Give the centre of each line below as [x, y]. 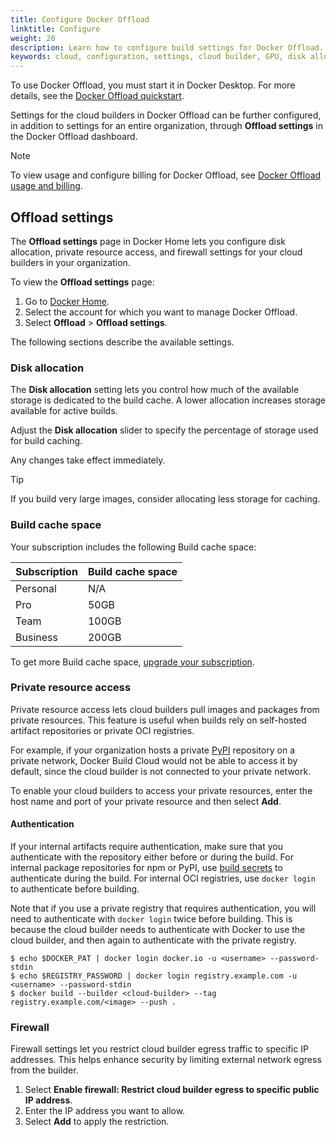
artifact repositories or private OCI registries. [102, 730]
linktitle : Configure [55, 29]
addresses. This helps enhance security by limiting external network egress [166, 1060]
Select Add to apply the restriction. [97, 1122]
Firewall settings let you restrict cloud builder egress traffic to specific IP [159, 1049]
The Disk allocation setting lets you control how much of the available [155, 390]
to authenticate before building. [75, 889]
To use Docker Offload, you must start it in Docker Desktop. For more [153, 85]
